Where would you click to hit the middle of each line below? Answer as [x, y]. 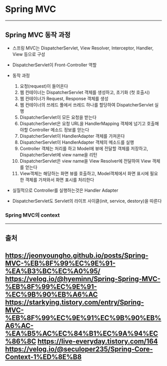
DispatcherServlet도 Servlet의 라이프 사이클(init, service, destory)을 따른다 [87, 201]
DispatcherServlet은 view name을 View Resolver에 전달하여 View [85, 161]
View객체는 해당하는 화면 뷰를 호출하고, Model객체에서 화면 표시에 [84, 173]
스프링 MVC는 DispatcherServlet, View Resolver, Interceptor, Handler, [83, 48]
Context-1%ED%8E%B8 [43, 357]
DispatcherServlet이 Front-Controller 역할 [54, 65]
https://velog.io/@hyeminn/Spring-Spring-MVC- [83, 279]
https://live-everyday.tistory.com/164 [98, 341]
